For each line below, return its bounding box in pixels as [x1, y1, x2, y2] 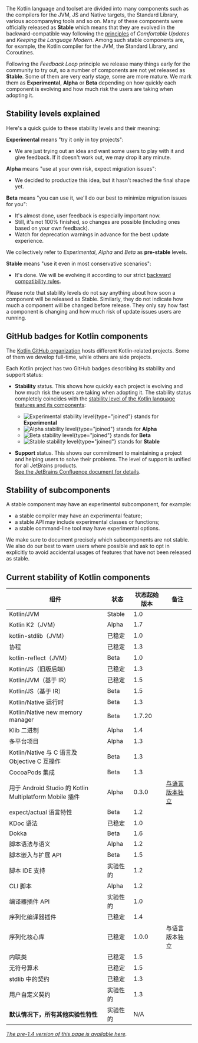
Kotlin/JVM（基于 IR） [9, 676, 70, 685]
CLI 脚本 [9, 882, 32, 891]
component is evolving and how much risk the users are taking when [6, 86, 173, 92]
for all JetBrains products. [14, 462, 78, 469]
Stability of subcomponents [6, 485, 111, 496]
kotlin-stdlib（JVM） [9, 632, 68, 640]
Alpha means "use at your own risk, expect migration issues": [6, 165, 156, 172]
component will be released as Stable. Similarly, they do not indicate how [6, 295, 184, 302]
